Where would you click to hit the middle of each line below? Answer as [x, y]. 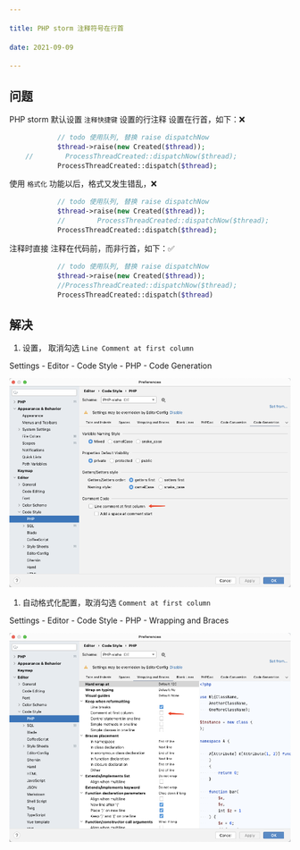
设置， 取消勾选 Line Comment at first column [108, 348]
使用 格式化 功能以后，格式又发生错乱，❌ [83, 184]
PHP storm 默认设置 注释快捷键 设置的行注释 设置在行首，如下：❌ [127, 119]
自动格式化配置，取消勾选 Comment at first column [117, 602]
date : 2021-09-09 [42, 47]
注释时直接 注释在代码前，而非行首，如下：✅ [92, 248]
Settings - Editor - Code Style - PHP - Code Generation [111, 366]
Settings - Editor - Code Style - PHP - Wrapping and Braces [119, 620]
